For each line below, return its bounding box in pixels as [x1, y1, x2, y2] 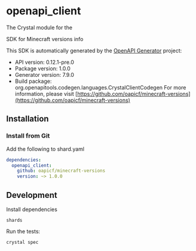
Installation [6, 114, 49, 124]
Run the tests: [6, 228, 41, 235]
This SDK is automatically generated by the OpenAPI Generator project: [6, 47, 182, 54]
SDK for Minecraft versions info [6, 35, 84, 42]
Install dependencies [6, 206, 58, 213]
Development [6, 190, 58, 200]
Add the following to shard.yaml [6, 145, 85, 153]
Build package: [14, 78, 52, 85]
